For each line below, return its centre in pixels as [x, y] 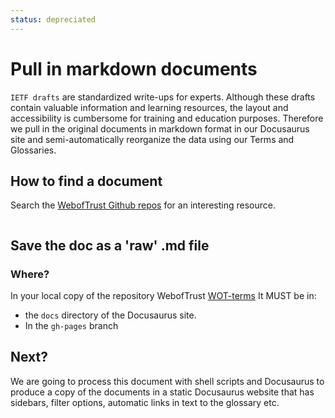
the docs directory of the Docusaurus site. [110, 315]
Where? [30, 274]
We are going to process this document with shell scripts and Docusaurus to [167, 381]
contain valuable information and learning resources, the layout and [149, 107]
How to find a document [86, 181]
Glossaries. [33, 150]
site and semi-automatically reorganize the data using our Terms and [152, 139]
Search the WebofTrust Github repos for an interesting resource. [143, 205]
